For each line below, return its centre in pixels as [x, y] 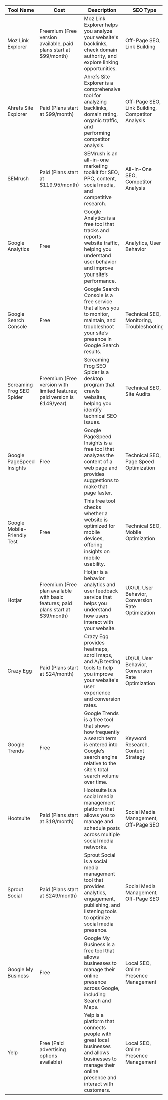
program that [99, 384]
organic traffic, [101, 120]
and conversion [102, 699]
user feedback [101, 591]
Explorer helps [101, 25]
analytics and [100, 584]
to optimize [97, 917]
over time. [96, 782]
